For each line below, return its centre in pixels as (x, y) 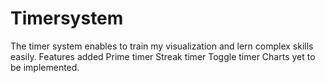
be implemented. (45, 67)
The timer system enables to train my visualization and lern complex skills (162, 46)
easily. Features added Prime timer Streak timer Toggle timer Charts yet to (163, 56)
